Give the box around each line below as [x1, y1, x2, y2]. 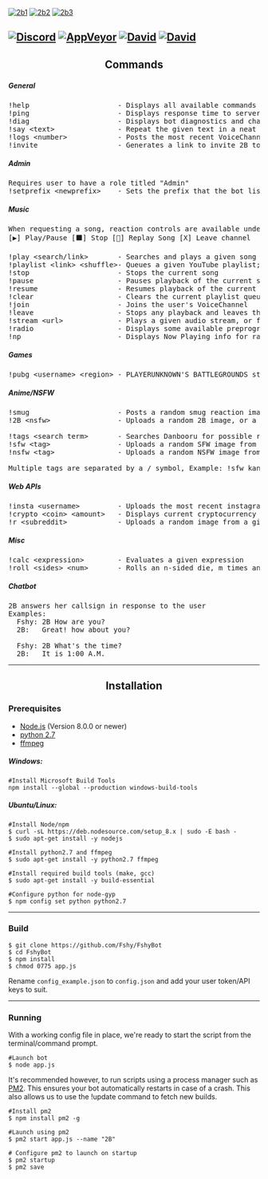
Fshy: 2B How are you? [16, 617, 105, 626]
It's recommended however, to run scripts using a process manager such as [8, 1075, 258, 1085]
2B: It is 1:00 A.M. [16, 649, 105, 658]
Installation [105, 679, 163, 693]
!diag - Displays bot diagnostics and [8, 116, 245, 126]
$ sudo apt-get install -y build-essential [8, 876, 156, 885]
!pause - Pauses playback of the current [8, 276, 253, 286]
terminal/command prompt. [8, 1039, 98, 1048]
